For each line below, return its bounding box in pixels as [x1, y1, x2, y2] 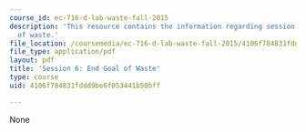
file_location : [9, 38, 67, 48]
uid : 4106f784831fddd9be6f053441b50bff [9, 81, 161, 90]
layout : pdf [9, 56, 55, 65]
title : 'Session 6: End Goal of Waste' [9, 65, 161, 74]
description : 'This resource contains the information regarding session [9, 22, 296, 31]
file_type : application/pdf [9, 47, 117, 56]
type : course [9, 73, 59, 82]
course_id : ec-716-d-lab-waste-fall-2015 [9, 13, 169, 23]
